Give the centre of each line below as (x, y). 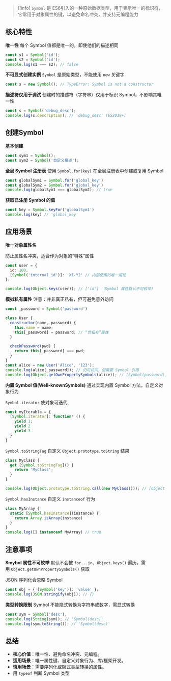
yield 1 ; (24, 422)
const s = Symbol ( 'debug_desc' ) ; (41, 111)
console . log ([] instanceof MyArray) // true (53, 532)
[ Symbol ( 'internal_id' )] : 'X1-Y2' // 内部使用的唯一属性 (68, 275)
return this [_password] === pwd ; (50, 351)
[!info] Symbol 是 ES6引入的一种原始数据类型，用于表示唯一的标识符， (90, 8)
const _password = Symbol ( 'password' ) (46, 309)
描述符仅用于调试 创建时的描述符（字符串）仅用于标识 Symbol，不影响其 (81, 95)
